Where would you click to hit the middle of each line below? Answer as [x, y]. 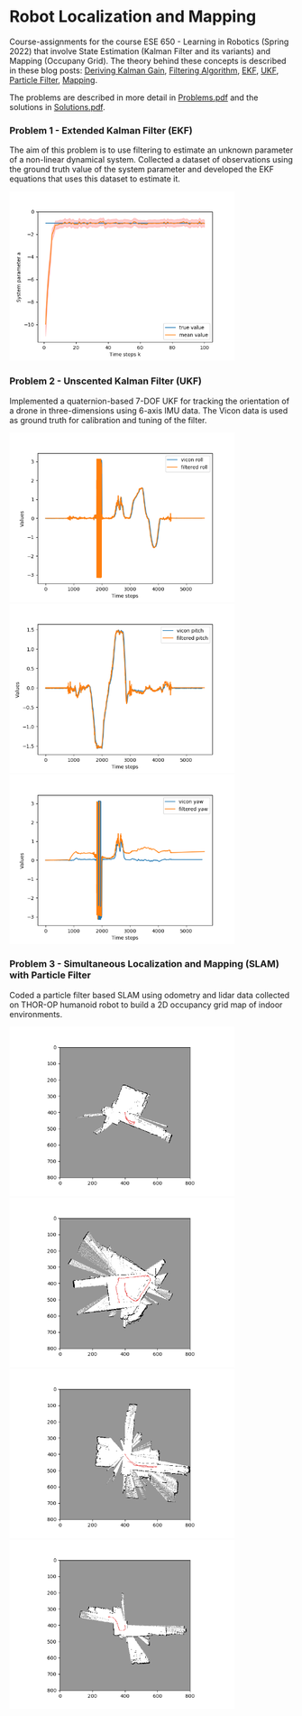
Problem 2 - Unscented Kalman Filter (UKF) [106, 381]
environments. [36, 1014]
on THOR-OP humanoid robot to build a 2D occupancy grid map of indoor [146, 1005]
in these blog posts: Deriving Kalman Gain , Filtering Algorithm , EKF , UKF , [144, 70]
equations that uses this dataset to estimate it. [95, 179]
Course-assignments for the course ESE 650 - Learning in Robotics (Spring [149, 42]
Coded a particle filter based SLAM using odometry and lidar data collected [150, 995]
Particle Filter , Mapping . [53, 79]
